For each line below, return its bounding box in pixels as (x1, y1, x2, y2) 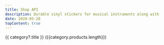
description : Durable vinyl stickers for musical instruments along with (5, 12, 160, 17)
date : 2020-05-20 (5, 16, 41, 21)
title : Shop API (5, 7, 38, 12)
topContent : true (5, 21, 41, 26)
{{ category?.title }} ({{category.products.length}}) (5, 34, 107, 40)
